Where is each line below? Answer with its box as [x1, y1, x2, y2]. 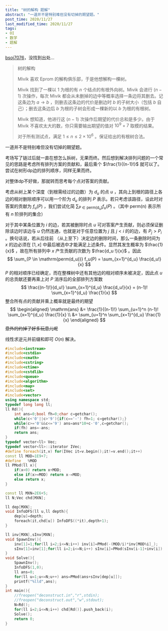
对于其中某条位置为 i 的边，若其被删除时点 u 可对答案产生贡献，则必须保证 [5, 222, 159, 228]
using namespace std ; [5, 398, 51, 403]
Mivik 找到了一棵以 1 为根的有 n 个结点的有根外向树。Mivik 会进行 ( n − [17, 86, 162, 93]
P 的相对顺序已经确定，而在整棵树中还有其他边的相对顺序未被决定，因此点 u [5, 269, 163, 276]
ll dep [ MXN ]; [5, 504, 33, 509]
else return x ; [14, 477, 46, 482]
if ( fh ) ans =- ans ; [14, 425, 51, 430]
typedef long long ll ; [5, 402, 53, 407]
